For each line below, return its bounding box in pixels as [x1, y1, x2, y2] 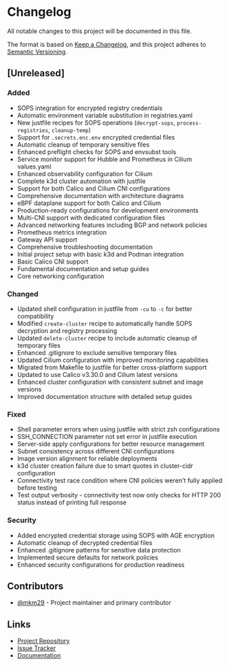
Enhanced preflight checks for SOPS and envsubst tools [17, 147, 177, 155]
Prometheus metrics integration [17, 228, 107, 236]
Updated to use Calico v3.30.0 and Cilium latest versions [17, 370, 178, 378]
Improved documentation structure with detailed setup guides [17, 392, 193, 400]
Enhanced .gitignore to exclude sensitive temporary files [17, 348, 177, 356]
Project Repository [17, 637, 70, 645]
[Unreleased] [7, 67, 65, 79]
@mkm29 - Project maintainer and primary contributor [17, 599, 172, 607]
